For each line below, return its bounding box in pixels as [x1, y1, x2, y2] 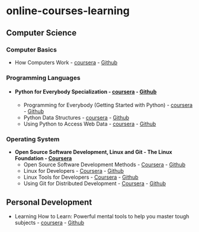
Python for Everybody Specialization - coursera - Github [14, 88, 157, 95]
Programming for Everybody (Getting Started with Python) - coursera [23, 102, 193, 108]
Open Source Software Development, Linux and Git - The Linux [14, 149, 173, 156]
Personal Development [6, 197, 92, 207]
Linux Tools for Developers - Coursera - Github [23, 173, 139, 181]
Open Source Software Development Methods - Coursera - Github [23, 161, 185, 168]
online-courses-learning [6, 4, 130, 18]
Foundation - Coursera [14, 155, 72, 162]
